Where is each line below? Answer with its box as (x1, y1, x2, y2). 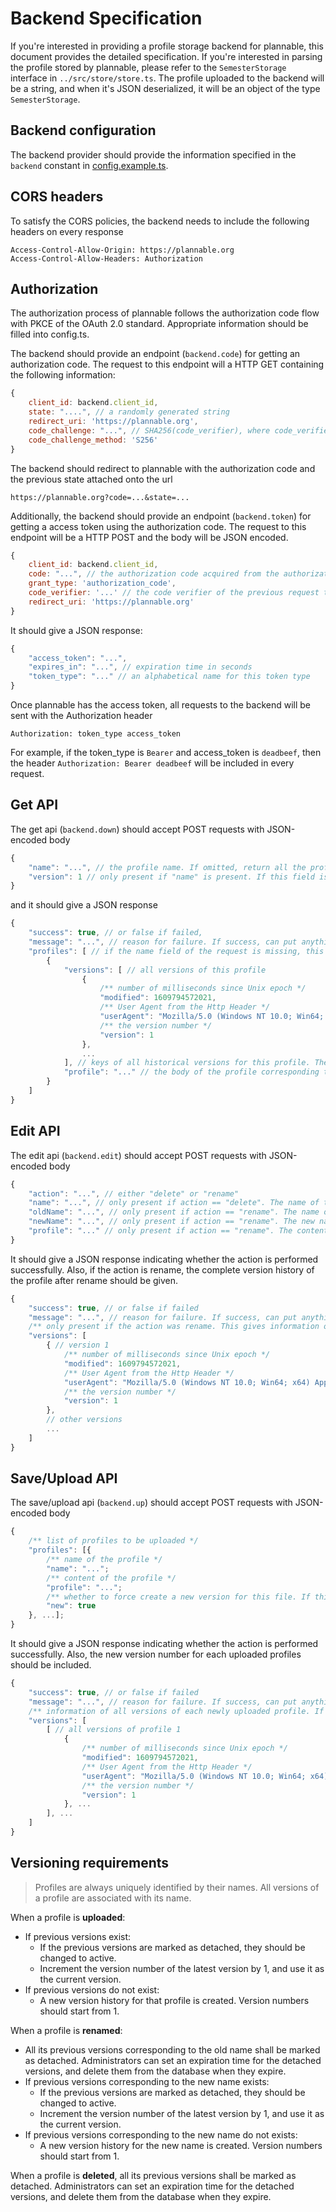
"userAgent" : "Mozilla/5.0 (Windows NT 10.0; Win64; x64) (63, 1377, 311, 1387)
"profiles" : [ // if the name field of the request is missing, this (28, 946, 325, 956)
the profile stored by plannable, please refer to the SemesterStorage (10, 61, 287, 73)
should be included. (10, 1659, 92, 1671)
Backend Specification (10, 7, 203, 30)
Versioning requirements (10, 1855, 170, 1872)
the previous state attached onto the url (10, 473, 173, 485)
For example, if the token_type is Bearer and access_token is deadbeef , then (10, 747, 322, 758)
